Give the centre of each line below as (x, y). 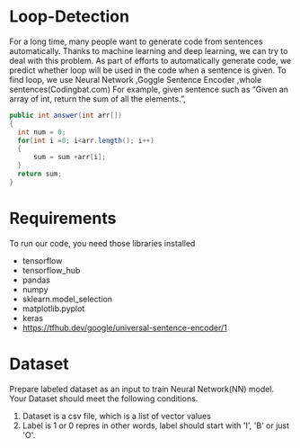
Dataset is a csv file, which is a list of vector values (116, 416)
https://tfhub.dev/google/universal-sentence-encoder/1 (124, 327)
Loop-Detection (70, 17)
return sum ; (40, 174)
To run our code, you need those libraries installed (102, 243)
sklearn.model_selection (67, 299)
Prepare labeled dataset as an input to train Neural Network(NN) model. (142, 389)
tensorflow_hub (51, 270)
